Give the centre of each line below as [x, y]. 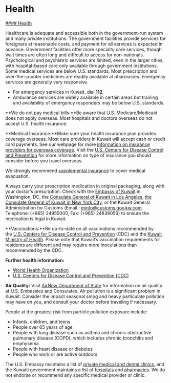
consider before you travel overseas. [44, 161]
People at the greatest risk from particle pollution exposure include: [76, 312]
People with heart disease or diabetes [53, 349]
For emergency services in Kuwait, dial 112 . [58, 92]
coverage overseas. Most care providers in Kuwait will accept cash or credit [85, 139]
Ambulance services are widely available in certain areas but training [85, 97]
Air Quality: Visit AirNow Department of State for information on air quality [84, 285]
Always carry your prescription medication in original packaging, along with [85, 186]
